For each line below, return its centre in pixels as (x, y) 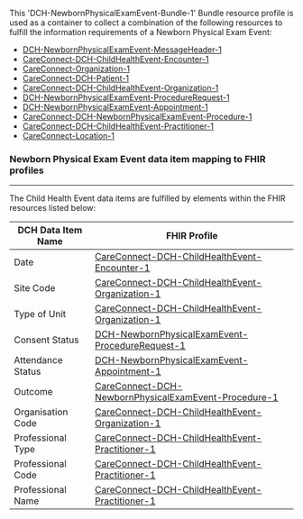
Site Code (35, 288)
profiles (27, 170)
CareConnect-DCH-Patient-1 (75, 78)
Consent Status (46, 340)
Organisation (41, 412)
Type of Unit (40, 314)
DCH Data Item (50, 231)
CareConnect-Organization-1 (76, 68)
